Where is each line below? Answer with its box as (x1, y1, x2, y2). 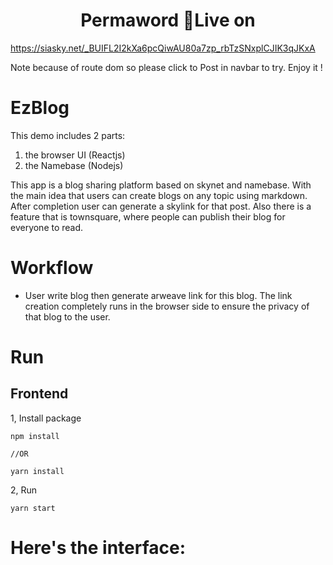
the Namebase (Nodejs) (24, 159, 124, 171)
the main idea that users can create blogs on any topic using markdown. (10, 189, 308, 201)
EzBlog (10, 97, 70, 119)
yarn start (10, 503, 56, 513)
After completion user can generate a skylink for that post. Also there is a (10, 200, 312, 212)
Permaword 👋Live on (80, 9, 256, 32)
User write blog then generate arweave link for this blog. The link (24, 289, 293, 301)
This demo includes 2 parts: (10, 129, 126, 141)
